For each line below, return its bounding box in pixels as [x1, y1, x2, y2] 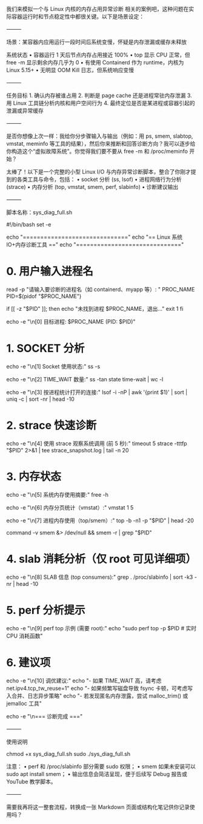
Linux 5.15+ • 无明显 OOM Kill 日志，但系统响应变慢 [6, 66, 135, 73]
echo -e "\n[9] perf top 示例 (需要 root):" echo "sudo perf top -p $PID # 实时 [6, 624, 197, 632]
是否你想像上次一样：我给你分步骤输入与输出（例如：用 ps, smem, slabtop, [6, 132, 193, 140]
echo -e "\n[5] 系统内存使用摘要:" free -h [6, 491, 109, 498]
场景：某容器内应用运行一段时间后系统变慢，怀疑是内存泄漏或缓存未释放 [6, 38, 187, 46]
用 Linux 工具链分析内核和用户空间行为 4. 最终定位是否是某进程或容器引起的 [6, 100, 195, 106]
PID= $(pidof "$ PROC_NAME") [6, 292, 82, 299]
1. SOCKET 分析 [6, 342, 85, 355]
